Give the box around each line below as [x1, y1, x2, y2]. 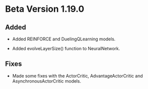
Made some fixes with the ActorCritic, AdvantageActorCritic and [12, 73, 143, 79]
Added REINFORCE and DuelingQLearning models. [12, 36, 116, 42]
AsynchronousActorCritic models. [12, 78, 81, 84]
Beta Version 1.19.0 [5, 3, 85, 15]
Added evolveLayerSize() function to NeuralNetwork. [12, 46, 120, 51]
